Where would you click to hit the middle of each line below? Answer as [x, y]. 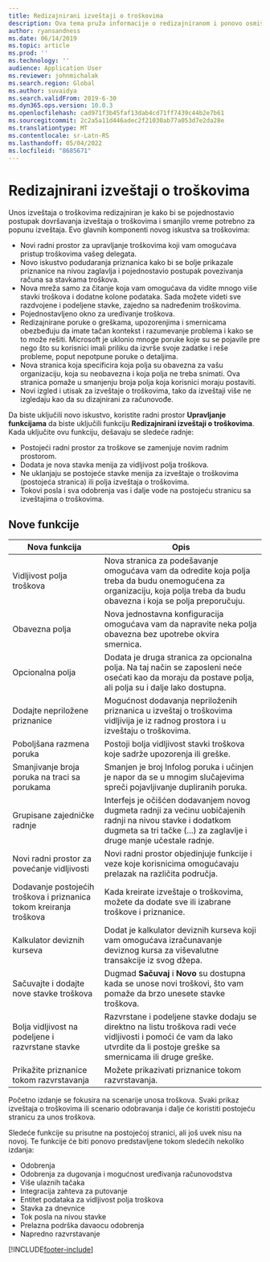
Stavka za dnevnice [53, 1208]
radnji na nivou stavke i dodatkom [168, 821]
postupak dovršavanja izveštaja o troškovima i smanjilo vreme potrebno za [132, 221]
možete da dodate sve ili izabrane [168, 902]
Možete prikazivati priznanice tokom [173, 1070]
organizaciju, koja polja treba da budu [175, 591]
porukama [31, 788]
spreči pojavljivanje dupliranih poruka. [176, 788]
